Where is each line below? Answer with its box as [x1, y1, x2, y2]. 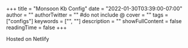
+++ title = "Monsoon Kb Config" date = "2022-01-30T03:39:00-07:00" [6, 5, 183, 12]
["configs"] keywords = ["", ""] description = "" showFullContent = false [6, 18, 182, 24]
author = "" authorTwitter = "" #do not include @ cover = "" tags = [6, 11, 168, 18]
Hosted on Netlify [6, 36, 49, 42]
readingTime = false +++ [6, 24, 67, 31]
